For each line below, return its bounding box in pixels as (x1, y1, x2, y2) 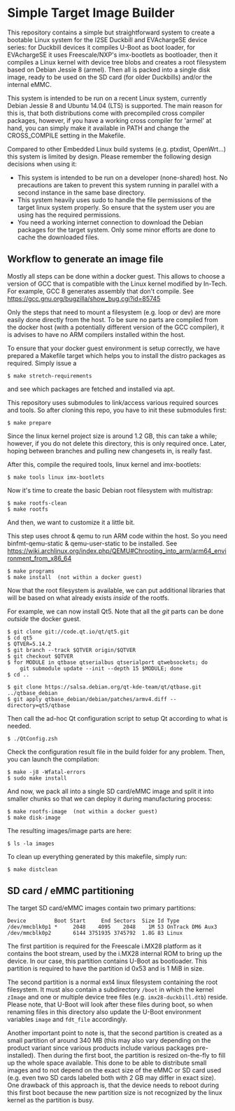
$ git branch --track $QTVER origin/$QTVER (7, 646, 136, 653)
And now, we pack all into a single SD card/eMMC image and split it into (7, 787, 215, 795)
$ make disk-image (7, 814, 61, 821)
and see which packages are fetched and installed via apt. (7, 385, 175, 393)
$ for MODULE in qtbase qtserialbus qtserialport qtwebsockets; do (7, 658, 208, 666)
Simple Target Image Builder (7, 5, 175, 21)
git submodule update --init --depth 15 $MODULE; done (20, 665, 183, 672)
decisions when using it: (7, 159, 77, 168)
